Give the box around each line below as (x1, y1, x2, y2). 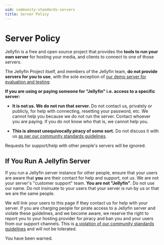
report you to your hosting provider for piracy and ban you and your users (5, 216, 154, 222)
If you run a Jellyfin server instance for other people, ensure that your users (5, 170, 158, 176)
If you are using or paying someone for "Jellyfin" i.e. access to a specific (5, 88, 155, 94)
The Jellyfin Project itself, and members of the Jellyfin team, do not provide (5, 69, 158, 75)
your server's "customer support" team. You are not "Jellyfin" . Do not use (5, 180, 155, 186)
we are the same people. (5, 191, 55, 197)
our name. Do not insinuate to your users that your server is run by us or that (5, 185, 159, 191)
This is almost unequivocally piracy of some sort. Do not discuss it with (12, 128, 159, 134)
